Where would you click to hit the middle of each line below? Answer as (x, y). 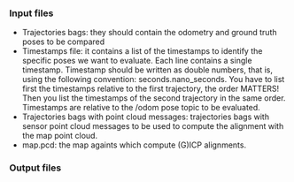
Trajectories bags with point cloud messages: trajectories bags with (146, 117)
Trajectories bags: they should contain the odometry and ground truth (149, 33)
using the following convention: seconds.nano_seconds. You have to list (153, 80)
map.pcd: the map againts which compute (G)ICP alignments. (134, 145)
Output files (35, 168)
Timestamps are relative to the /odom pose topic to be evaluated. (141, 108)
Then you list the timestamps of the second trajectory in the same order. (154, 98)
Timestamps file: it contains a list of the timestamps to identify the (142, 51)
